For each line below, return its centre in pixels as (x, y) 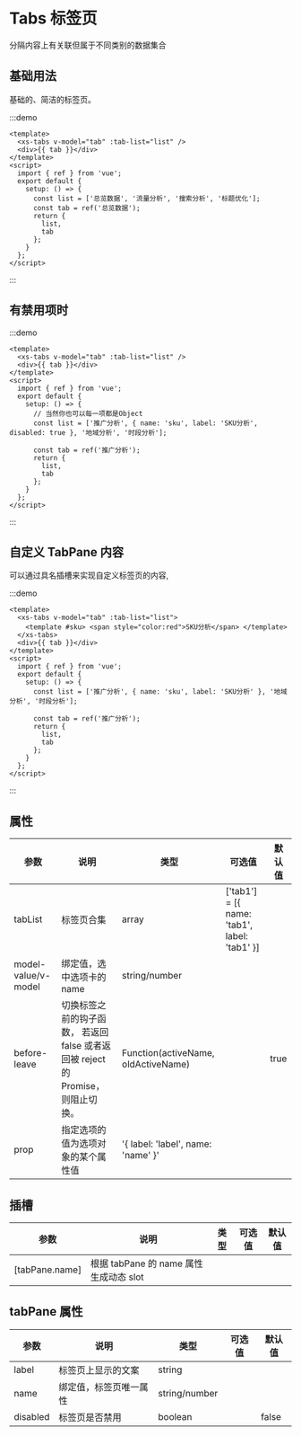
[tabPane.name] (48, 1270)
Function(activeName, (168, 1053)
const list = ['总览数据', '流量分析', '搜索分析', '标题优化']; (146, 199)
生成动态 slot (117, 1277)
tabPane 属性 (46, 1312)
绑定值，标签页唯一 (99, 1387)
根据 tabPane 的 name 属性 (146, 1263)
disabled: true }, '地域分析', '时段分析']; (88, 432)
